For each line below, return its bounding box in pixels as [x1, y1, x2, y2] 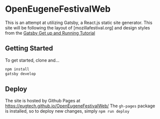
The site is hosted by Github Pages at [5, 98, 81, 104]
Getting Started [5, 44, 53, 52]
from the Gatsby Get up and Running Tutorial [5, 30, 95, 36]
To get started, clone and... [5, 57, 60, 63]
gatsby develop [5, 71, 36, 76]
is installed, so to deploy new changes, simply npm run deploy [5, 108, 130, 114]
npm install [5, 67, 29, 71]
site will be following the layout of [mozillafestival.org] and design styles [5, 24, 150, 30]
